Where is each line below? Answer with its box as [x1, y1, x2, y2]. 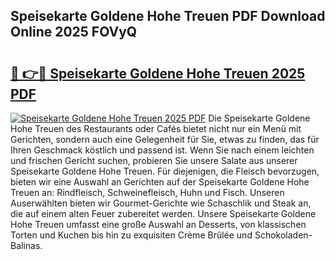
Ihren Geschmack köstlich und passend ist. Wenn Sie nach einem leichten [10, 144, 315, 156]
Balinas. [10, 240, 43, 251]
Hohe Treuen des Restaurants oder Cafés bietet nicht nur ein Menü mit [10, 123, 302, 134]
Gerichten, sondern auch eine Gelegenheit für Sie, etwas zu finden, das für [10, 134, 320, 145]
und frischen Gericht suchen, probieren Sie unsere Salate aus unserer [10, 155, 298, 166]
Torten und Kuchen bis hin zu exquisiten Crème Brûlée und [10, 229, 253, 241]
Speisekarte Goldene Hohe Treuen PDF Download [10, 8, 326, 25]
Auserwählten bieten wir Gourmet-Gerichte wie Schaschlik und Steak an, [10, 197, 312, 209]
